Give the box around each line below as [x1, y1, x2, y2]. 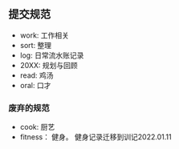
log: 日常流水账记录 [19, 50, 84, 60]
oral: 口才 [19, 80, 51, 90]
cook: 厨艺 [19, 123, 55, 132]
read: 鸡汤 [19, 70, 54, 80]
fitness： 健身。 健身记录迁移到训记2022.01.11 [19, 132, 172, 142]
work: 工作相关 [19, 30, 70, 40]
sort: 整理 [19, 40, 52, 50]
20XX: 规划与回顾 [19, 60, 78, 70]
